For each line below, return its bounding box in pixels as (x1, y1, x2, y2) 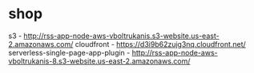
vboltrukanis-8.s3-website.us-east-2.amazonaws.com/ (8, 56, 191, 66)
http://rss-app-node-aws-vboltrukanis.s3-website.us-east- (23, 31, 220, 40)
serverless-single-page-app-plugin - (8, 48, 131, 57)
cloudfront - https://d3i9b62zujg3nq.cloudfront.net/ (75, 39, 246, 48)
